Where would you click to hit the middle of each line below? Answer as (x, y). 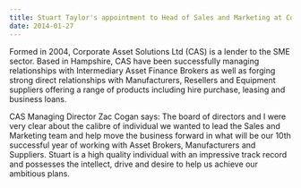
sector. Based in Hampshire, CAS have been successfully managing (134, 61)
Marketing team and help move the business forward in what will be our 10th (150, 135)
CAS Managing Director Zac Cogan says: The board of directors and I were (148, 116)
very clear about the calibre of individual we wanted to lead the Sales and (145, 125)
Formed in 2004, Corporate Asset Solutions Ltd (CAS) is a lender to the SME (150, 51)
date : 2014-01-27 (42, 26)
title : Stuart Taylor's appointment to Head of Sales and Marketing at (146, 17)
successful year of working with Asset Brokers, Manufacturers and (133, 145)
